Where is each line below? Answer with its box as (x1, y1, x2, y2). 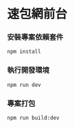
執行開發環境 (7, 66, 50, 75)
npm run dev (7, 81, 41, 88)
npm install (7, 49, 41, 55)
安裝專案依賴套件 (7, 32, 64, 42)
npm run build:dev (7, 114, 60, 122)
